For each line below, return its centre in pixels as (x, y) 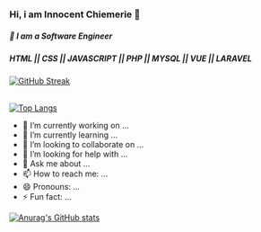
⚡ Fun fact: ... (47, 197)
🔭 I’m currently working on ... (75, 126)
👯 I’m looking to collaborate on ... (83, 145)
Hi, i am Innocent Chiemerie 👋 (75, 14)
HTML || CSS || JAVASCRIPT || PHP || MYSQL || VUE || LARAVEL (131, 58)
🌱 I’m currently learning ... (70, 135)
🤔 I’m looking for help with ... (75, 154)
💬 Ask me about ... (56, 164)
